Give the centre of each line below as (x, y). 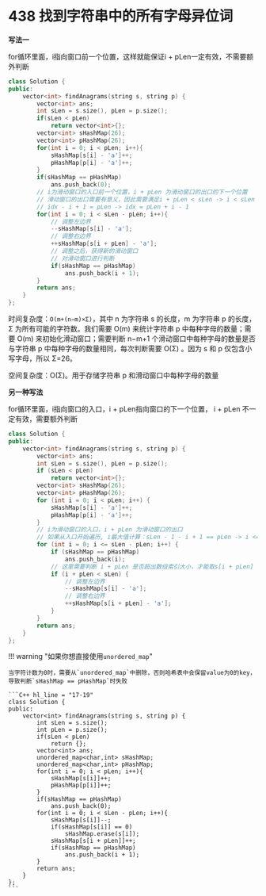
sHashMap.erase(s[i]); (102, 834)
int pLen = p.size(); (72, 730)
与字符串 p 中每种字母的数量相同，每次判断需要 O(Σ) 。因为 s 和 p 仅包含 (127, 349)
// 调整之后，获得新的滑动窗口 (94, 251)
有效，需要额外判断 (46, 419)
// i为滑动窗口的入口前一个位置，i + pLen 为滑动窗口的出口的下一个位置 (142, 192)
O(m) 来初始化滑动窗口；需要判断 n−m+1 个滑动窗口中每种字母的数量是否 (136, 339)
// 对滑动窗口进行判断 (82, 258)
